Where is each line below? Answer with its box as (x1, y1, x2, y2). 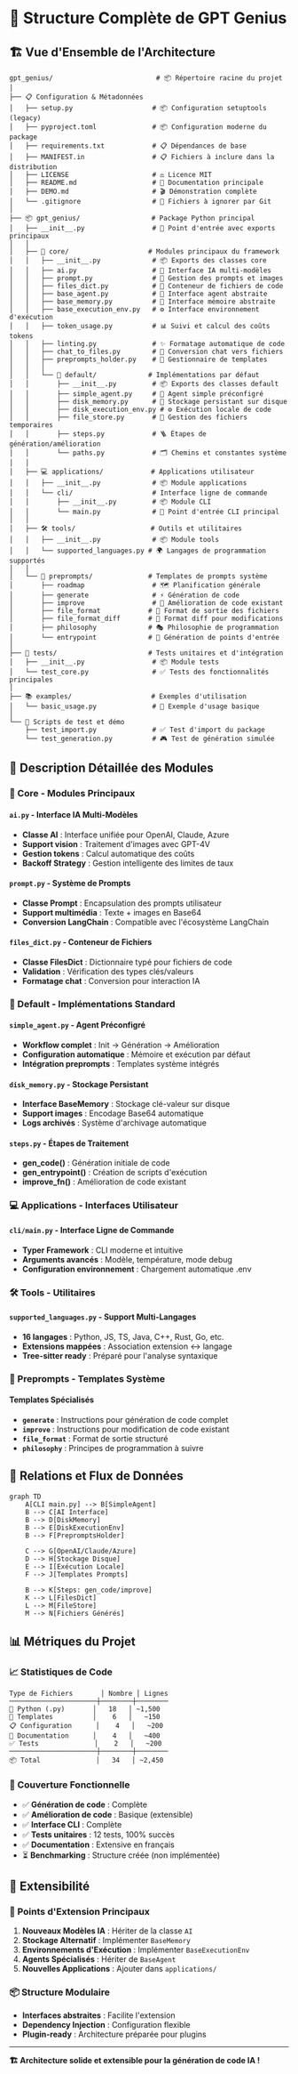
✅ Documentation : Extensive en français (21, 1839, 175, 1850)
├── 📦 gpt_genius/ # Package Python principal (9, 214, 255, 222)
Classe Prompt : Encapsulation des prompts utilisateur (21, 898, 222, 908)
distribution (9, 163, 58, 172)
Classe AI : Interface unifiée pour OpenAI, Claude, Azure (21, 829, 230, 840)
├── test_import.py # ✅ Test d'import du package (25, 725, 266, 734)
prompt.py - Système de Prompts (9, 878, 131, 889)
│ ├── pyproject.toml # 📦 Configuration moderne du (9, 123, 268, 132)
